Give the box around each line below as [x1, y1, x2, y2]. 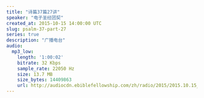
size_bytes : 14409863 [17, 77, 72, 83]
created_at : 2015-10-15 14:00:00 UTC [6, 20, 102, 26]
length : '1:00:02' [17, 54, 64, 60]
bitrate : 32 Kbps [17, 60, 61, 66]
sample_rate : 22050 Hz [17, 65, 75, 72]
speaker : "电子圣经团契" [6, 15, 64, 21]
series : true [6, 32, 39, 38]
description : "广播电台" [6, 37, 66, 43]
